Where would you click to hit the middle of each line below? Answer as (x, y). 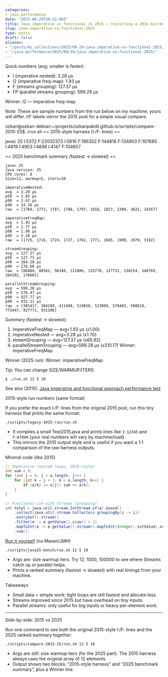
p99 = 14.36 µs (22, 205)
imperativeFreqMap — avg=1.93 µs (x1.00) (56, 329)
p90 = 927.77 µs (23, 297)
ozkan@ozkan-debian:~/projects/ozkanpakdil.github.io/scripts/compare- (80, 126)
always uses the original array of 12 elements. (59, 658)
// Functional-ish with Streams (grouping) (51, 503)
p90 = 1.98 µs (21, 231)
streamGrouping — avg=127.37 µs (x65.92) (56, 340)
